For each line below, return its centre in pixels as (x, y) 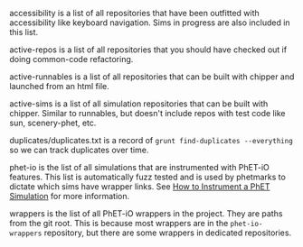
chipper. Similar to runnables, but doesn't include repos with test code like (147, 113)
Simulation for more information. (70, 196)
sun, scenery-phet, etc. (53, 123)
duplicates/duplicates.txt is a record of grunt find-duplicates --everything (151, 140)
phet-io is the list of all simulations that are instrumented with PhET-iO (139, 167)
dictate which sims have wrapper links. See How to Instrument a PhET (140, 187)
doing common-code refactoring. (71, 59)
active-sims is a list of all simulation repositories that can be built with (139, 104)
